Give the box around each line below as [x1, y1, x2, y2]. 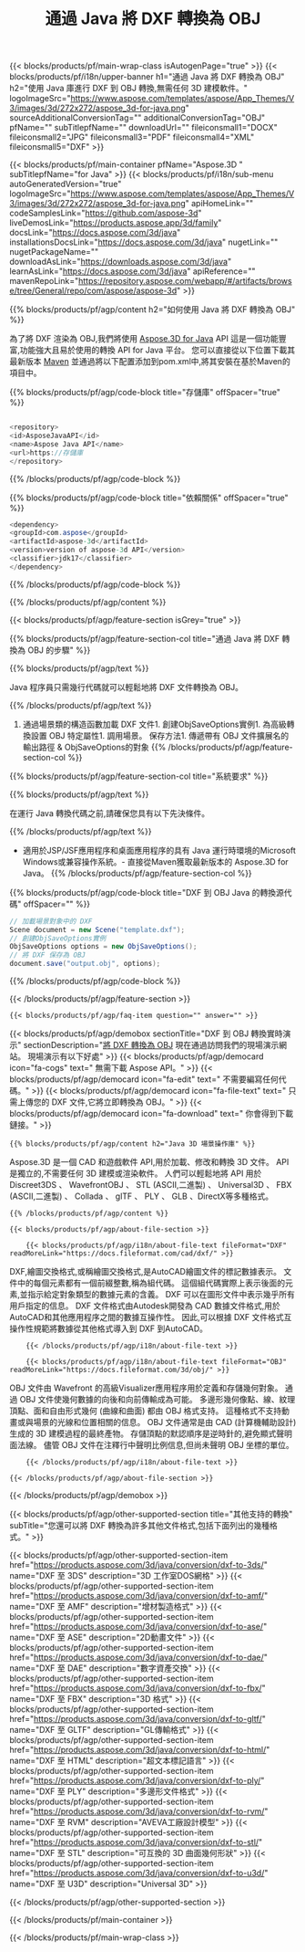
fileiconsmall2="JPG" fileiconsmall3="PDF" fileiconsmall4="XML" [9, 131, 255, 142]
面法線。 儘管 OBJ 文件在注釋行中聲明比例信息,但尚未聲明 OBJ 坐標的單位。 [9, 1440, 294, 1451]
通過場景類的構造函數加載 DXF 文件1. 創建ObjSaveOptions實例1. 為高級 [22, 719, 287, 729]
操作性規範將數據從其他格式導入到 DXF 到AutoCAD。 [9, 1323, 208, 1334]
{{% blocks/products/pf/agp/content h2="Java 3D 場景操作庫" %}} [9, 1139, 256, 1149]
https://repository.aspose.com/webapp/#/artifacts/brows [77, 276, 293, 287]
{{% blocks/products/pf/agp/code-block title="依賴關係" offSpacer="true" [9, 492, 289, 503]
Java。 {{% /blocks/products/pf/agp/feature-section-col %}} [22, 867, 252, 878]
